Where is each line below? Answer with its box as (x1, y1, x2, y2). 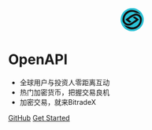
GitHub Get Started (8, 113, 70, 122)
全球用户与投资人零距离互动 (19, 77, 110, 87)
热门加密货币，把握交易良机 (19, 87, 110, 97)
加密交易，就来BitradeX (19, 97, 96, 106)
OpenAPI (8, 50, 69, 69)
